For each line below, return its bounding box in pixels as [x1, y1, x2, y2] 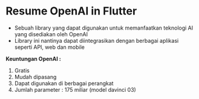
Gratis [14, 66, 30, 74]
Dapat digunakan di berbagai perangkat [14, 80, 114, 87]
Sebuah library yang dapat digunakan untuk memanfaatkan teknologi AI [14, 24, 194, 31]
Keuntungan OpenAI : [5, 55, 61, 62]
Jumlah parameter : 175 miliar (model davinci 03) [14, 86, 137, 93]
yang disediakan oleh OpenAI [14, 30, 88, 37]
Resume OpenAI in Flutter [5, 4, 137, 18]
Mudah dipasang [14, 73, 57, 80]
